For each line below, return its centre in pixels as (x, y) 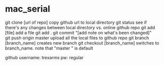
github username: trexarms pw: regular (44, 57)
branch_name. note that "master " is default (49, 48)
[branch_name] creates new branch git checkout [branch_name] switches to (82, 43)
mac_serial (28, 9)
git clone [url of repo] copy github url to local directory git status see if (76, 22)
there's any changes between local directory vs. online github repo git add (80, 27)
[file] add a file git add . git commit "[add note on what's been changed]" (78, 32)
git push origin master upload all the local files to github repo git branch (77, 38)
